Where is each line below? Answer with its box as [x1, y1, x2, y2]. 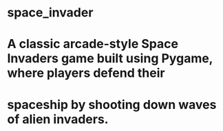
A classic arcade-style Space [7, 36, 179, 52]
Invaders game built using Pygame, [7, 51, 213, 67]
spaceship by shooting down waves [7, 97, 217, 112]
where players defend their [7, 65, 165, 81]
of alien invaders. [7, 111, 109, 127]
